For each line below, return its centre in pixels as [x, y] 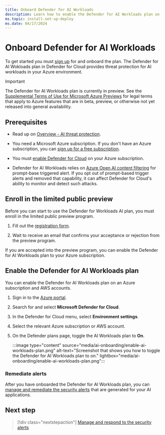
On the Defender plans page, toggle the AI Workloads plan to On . [78, 335]
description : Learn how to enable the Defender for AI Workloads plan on [82, 14]
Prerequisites [26, 122]
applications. [18, 395]
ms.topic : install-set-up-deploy [39, 19]
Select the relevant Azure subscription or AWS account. [69, 326]
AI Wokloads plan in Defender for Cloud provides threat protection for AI [78, 67]
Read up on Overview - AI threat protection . [56, 134]
